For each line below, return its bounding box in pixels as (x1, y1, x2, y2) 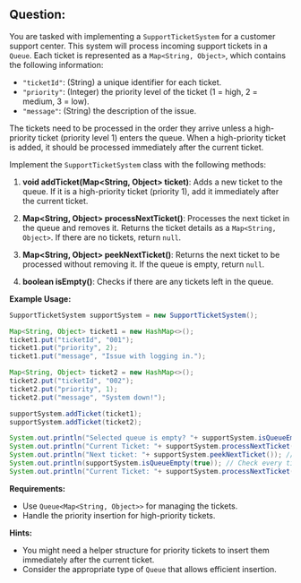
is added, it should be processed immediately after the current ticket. (9, 141, 264, 152)
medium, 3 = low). (21, 96, 90, 107)
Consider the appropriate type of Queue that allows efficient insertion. (21, 563, 278, 574)
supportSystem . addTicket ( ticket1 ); (9, 409, 142, 418)
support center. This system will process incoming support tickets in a (9, 40, 269, 51)
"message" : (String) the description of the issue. (21, 105, 197, 116)
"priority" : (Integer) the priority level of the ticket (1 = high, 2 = (21, 86, 258, 97)
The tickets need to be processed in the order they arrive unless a (9, 123, 253, 133)
